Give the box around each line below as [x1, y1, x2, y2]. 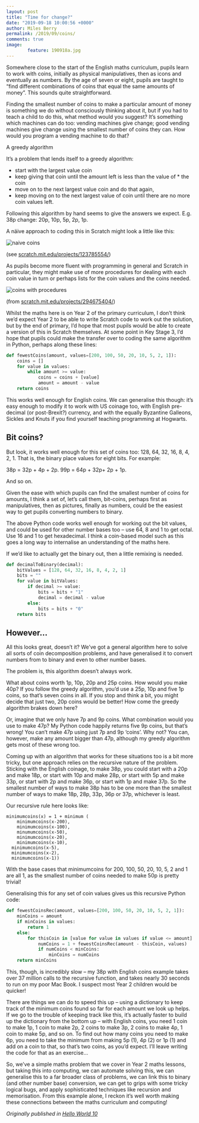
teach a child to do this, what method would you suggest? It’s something [6, 113, 183, 120]
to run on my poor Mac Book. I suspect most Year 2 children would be [6, 981, 178, 987]
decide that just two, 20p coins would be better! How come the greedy [6, 698, 179, 705]
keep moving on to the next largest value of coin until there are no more [14, 191, 190, 199]
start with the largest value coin [14, 166, 92, 174]
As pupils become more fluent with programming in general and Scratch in [6, 262, 188, 269]
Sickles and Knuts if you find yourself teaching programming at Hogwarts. [6, 415, 187, 422]
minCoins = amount [17, 913, 62, 919]
